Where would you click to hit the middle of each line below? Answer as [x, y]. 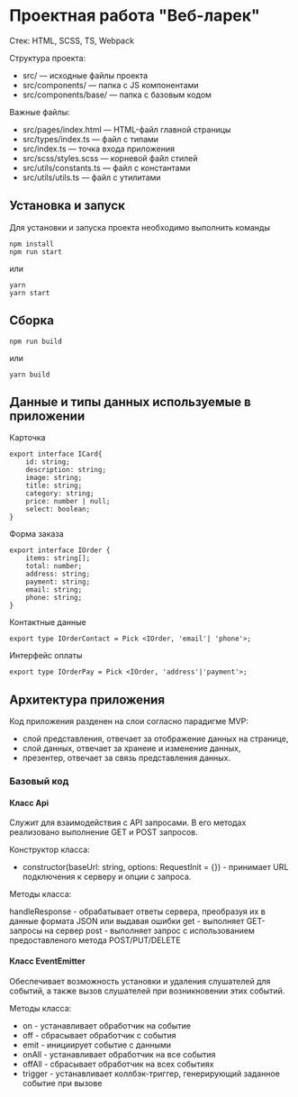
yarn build [30, 375]
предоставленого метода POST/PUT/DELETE [95, 940]
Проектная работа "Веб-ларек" [135, 16]
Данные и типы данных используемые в [131, 402]
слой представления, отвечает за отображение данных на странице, [155, 739]
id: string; [48, 462]
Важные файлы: [40, 112]
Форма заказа [37, 534]
